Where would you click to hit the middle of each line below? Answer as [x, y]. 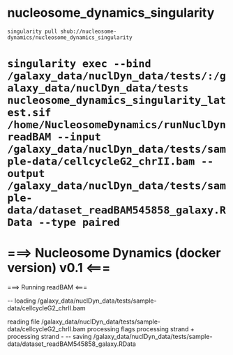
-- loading [22, 301]
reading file [24, 322]
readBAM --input [54, 137]
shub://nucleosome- [89, 31]
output [26, 174]
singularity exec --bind [79, 64]
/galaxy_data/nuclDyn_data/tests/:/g [117, 76]
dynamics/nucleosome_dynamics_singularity [70, 37]
